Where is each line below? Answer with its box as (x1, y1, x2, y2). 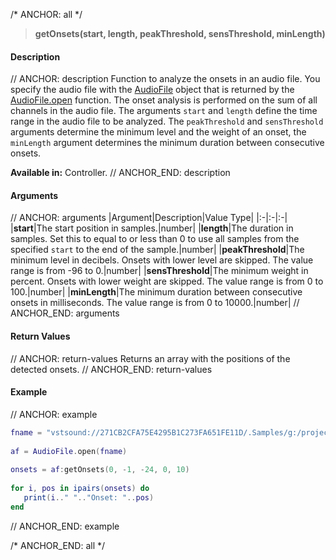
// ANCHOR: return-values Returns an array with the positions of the (10, 352, 291, 364)
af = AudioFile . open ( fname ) (10, 446, 128, 456)
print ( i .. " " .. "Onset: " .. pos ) (23, 492, 155, 503)
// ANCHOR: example (10, 408, 98, 420)
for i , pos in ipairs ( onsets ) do (10, 484, 150, 494)
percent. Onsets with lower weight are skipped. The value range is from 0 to (10, 275, 324, 288)
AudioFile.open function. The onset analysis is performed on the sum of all (10, 94, 318, 106)
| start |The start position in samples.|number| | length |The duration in (10, 222, 294, 234)
